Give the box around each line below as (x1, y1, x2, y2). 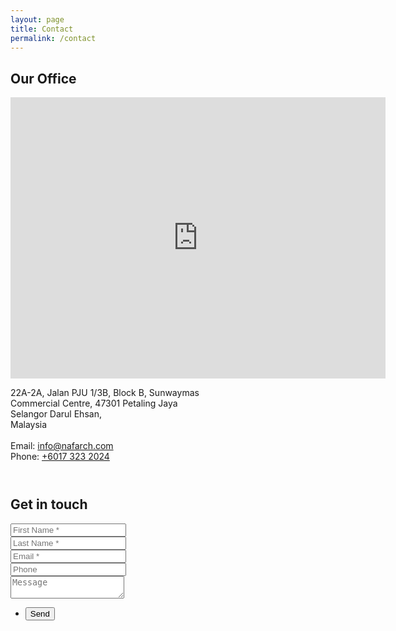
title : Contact (10, 24, 74, 34)
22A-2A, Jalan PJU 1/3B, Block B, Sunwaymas (10, 387, 200, 399)
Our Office (10, 70, 77, 87)
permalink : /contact (10, 33, 97, 43)
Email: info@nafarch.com (10, 440, 114, 452)
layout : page (10, 14, 65, 25)
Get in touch (10, 496, 88, 513)
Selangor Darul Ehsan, (10, 408, 102, 420)
